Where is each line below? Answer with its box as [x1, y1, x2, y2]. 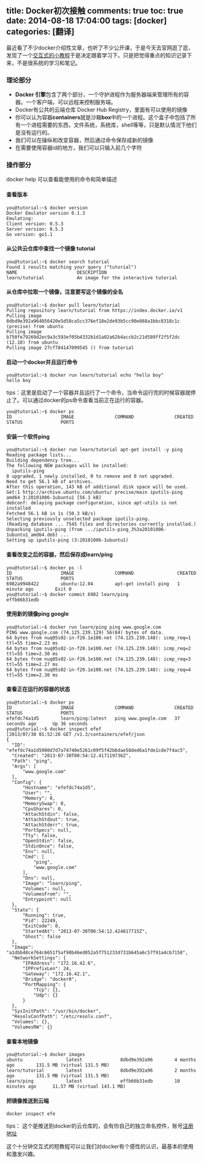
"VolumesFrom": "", [22, 891, 72, 897]
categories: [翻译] [6, 27, 75, 37]
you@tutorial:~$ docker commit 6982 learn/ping [6, 591, 129, 597]
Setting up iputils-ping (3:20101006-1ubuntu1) [6, 537, 129, 543]
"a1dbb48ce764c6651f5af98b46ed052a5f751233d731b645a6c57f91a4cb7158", [6, 949, 188, 956]
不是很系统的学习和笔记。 [16, 59, 81, 66]
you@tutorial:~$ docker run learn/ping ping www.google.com [6, 624, 162, 630]
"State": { [12, 907, 39, 914]
